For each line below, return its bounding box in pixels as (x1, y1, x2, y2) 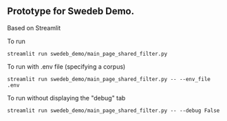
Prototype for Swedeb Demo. (7, 5, 135, 17)
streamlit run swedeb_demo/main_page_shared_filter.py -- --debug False (7, 107, 220, 114)
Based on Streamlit (7, 23, 61, 32)
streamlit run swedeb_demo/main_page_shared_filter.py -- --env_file (7, 76, 211, 82)
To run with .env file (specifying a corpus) (7, 62, 126, 71)
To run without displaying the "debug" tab (7, 93, 126, 102)
